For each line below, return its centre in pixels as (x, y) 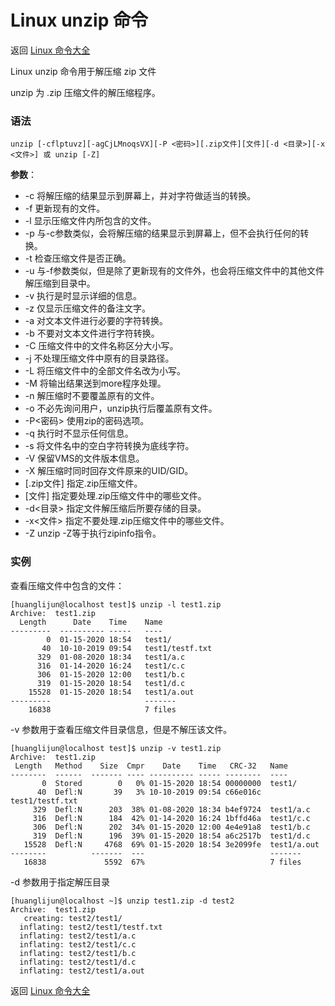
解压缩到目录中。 (60, 283)
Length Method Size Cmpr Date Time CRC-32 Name (151, 766)
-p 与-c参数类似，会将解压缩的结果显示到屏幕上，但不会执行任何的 (162, 233)
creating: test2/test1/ (73, 918)
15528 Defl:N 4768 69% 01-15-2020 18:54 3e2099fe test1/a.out (171, 844)
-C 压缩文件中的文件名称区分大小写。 (101, 346)
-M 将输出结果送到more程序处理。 (95, 383)
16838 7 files (102, 709)
